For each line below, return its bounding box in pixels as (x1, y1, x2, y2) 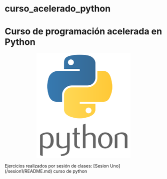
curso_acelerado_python (4, 3, 111, 14)
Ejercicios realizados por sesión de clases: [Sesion (4, 163, 109, 169)
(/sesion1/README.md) (4, 168, 52, 174)
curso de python (53, 168, 87, 174)
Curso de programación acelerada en (4, 26, 162, 37)
